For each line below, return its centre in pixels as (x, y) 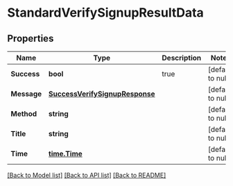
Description (182, 58)
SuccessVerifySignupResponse (102, 94)
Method (24, 114)
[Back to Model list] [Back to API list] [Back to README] (87, 175)
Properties (31, 39)
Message (26, 94)
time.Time (66, 154)
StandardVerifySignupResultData (106, 13)
